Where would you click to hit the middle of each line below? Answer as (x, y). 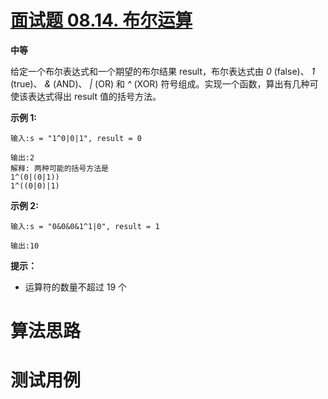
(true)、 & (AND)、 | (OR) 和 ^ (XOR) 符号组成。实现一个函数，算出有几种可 (164, 83)
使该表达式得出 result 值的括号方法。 (86, 96)
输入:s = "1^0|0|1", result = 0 (76, 138)
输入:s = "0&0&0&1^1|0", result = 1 (85, 226)
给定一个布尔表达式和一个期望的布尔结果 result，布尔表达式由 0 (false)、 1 (163, 71)
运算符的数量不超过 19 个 (76, 287)
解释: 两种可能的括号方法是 (60, 168)
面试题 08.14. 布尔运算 (101, 20)
